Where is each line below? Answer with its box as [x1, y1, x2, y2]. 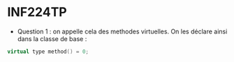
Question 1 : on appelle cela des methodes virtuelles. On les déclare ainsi [17, 27, 228, 36]
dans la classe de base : [17, 34, 87, 42]
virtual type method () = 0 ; [7, 48, 89, 55]
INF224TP [7, 4, 68, 20]
